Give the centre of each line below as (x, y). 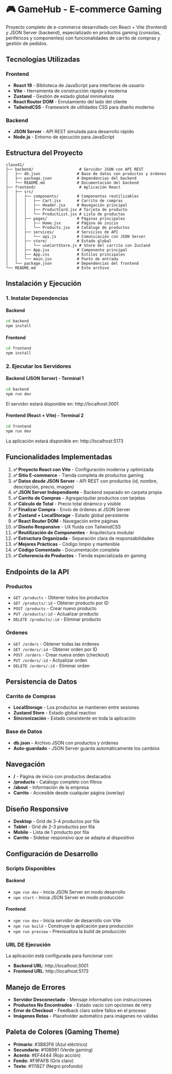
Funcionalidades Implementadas (59, 457)
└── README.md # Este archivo (58, 268)
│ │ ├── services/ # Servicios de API (62, 232)
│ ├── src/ (20, 192)
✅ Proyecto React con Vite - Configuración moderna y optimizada (83, 469)
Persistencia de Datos (41, 681)
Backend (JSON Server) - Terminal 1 (45, 378)
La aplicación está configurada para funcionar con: (60, 956)
